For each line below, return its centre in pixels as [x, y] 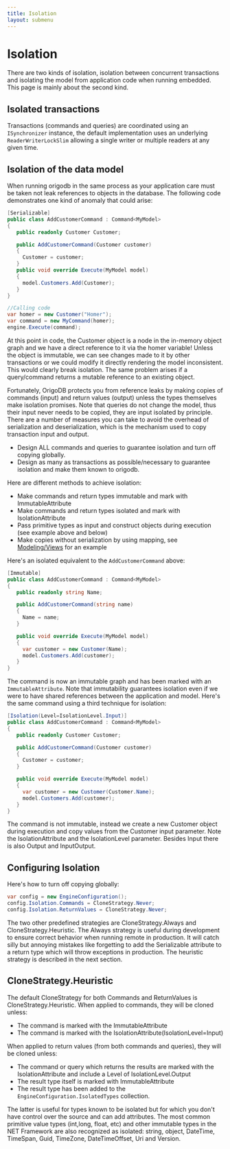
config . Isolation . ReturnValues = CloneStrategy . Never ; [87, 910]
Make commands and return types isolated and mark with [99, 510]
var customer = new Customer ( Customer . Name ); [89, 791]
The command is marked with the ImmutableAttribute [92, 1025]
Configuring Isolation [54, 867]
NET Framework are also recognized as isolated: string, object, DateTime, [111, 1131]
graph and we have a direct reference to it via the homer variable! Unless [110, 347]
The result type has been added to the [71, 1088]
